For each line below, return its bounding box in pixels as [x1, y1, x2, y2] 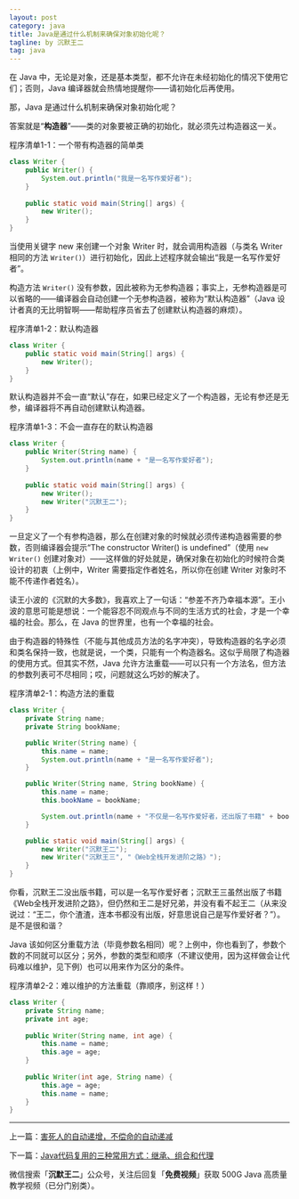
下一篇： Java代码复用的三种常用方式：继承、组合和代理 [9, 1150, 214, 1161]
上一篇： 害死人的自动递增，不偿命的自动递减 [9, 1131, 174, 1142]
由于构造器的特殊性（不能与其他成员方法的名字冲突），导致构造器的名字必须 [9, 636, 287, 647]
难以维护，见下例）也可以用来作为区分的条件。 [16, 961, 189, 972]
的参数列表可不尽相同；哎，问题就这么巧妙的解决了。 [9, 669, 205, 680]
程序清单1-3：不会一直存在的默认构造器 [9, 421, 154, 432]
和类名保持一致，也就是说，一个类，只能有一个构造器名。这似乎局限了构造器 [9, 647, 290, 657]
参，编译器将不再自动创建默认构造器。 [9, 403, 149, 413]
